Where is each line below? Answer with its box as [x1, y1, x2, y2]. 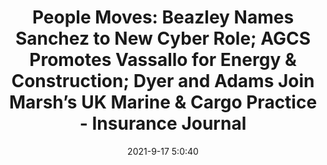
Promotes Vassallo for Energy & [29, 49, 297, 71]
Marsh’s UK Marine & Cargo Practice [8, 91, 318, 114]
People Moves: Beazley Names [31, 6, 295, 29]
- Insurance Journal [79, 112, 247, 135]
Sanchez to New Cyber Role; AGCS [14, 27, 312, 50]
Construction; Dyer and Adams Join [11, 70, 315, 93]
